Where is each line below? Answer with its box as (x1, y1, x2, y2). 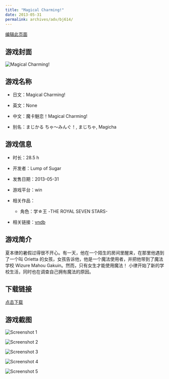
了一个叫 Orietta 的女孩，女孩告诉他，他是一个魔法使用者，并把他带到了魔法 (5, 256, 163, 262)
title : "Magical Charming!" (5, 7, 65, 13)
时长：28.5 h (12, 154, 39, 160)
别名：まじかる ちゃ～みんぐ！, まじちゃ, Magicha (12, 124, 117, 130)
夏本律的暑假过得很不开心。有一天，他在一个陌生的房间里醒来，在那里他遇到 (5, 249, 164, 256)
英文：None (12, 102, 38, 108)
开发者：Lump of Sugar (12, 165, 62, 171)
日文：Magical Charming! (12, 92, 66, 98)
